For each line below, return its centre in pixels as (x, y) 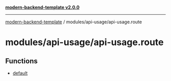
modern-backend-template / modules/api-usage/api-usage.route (74, 22)
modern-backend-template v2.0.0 (42, 7)
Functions (22, 61)
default (20, 73)
